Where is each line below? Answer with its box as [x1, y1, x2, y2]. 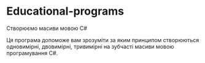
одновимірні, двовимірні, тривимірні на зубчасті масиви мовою [6, 43, 174, 50]
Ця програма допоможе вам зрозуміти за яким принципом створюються [6, 36, 199, 43]
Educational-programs [6, 4, 125, 18]
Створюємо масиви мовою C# [6, 24, 88, 32]
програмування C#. [6, 49, 58, 56]
